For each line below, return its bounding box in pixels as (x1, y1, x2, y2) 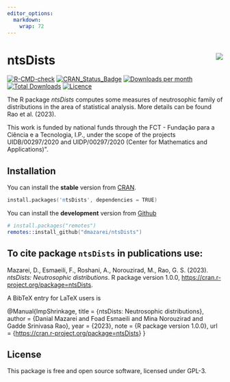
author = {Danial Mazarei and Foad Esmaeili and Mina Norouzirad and (7, 314, 203, 322)
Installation (7, 165, 56, 177)
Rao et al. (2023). (7, 110, 56, 119)
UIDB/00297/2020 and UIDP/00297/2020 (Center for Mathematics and (7, 138, 207, 146)
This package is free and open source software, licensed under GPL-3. (7, 367, 207, 375)
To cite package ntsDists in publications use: (7, 248, 203, 259)
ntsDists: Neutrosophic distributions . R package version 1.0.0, (7, 273, 180, 281)
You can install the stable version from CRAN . (7, 183, 137, 192)
